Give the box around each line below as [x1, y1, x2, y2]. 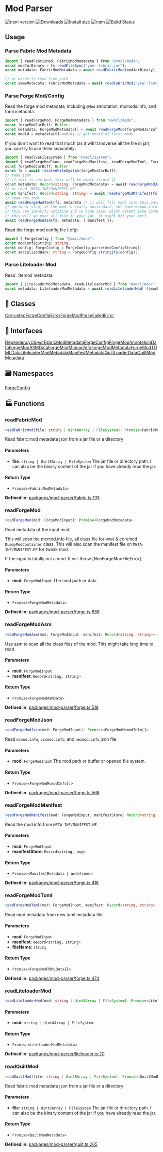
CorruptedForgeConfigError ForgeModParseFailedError [5, 313, 114, 318]
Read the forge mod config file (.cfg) [5, 227, 78, 233]
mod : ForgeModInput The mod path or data [12, 578, 97, 584]
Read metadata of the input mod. [5, 527, 71, 533]
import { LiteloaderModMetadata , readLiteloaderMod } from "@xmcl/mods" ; [5, 282, 158, 286]
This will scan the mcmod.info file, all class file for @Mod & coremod [5, 536, 137, 542]
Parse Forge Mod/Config [5, 92, 65, 99]
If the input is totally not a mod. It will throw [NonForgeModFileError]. [5, 556, 143, 562]
